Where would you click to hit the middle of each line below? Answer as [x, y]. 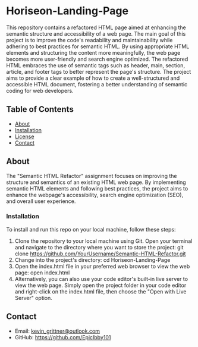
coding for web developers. [40, 90]
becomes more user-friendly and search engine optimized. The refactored [97, 59]
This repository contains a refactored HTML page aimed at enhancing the [96, 27]
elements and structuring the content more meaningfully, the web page [93, 52]
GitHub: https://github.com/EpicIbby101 [63, 337]
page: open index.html [42, 273]
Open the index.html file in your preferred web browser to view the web [102, 266]
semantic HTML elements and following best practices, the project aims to [97, 188]
